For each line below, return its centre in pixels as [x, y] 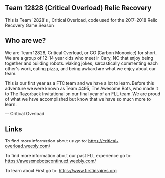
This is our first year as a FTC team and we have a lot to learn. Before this [80, 83]
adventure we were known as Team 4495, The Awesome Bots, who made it [82, 88]
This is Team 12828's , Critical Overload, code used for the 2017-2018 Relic [81, 20]
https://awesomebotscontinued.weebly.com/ [50, 161]
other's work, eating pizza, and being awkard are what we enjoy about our [81, 68]
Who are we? [26, 41]
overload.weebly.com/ [28, 146]
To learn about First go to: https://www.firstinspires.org [61, 171]
